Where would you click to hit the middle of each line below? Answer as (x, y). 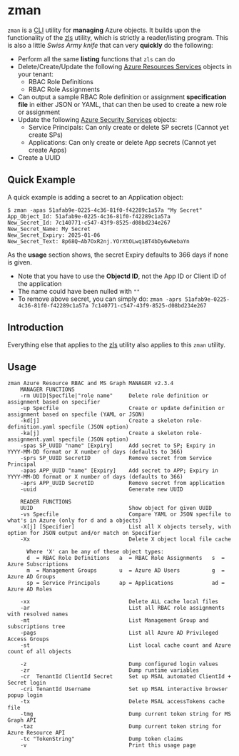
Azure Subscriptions (38, 565)
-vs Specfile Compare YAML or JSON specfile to (126, 515)
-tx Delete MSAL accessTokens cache (122, 702)
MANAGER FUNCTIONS (47, 390)
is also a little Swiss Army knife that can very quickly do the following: (110, 45)
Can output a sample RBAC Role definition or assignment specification (122, 97)
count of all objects (40, 652)
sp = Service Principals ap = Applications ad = (125, 583)
